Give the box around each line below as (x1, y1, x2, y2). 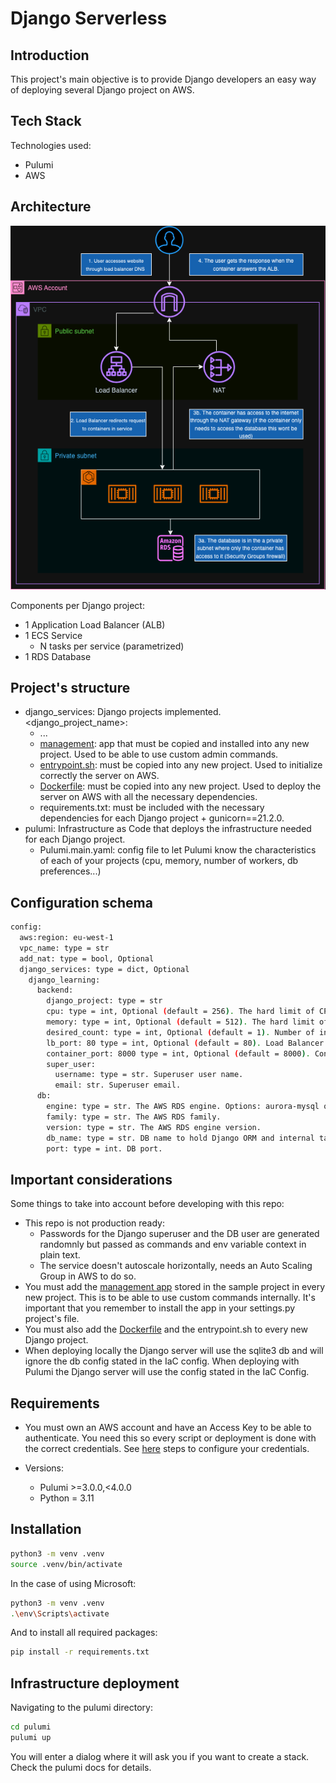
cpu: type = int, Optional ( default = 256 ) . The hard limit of (46, 1007, 315, 1017)
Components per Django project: (10, 599, 145, 611)
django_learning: (28, 975, 101, 985)
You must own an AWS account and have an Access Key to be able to (24, 1422, 312, 1434)
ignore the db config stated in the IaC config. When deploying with (24, 1355, 300, 1367)
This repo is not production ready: (24, 1217, 166, 1229)
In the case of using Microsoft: (10, 1577, 137, 1589)
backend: (36, 985, 74, 996)
